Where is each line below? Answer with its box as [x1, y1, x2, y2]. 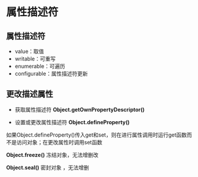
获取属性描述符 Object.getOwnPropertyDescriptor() [14, 106, 145, 113]
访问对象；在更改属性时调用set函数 [16, 138, 103, 146]
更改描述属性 [6, 89, 54, 99]
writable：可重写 [14, 55, 56, 62]
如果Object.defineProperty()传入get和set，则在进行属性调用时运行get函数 [6, 131, 187, 138]
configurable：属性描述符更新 [14, 70, 88, 77]
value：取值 [14, 48, 45, 55]
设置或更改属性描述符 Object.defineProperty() [14, 118, 130, 125]
